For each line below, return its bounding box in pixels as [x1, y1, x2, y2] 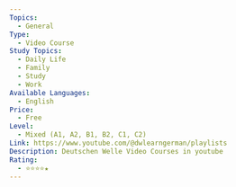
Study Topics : [9, 47, 63, 56]
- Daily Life [17, 55, 67, 64]
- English [17, 96, 54, 106]
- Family [17, 64, 50, 73]
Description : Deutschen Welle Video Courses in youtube [9, 147, 223, 156]
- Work [17, 80, 42, 89]
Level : [9, 122, 34, 131]
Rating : [9, 155, 39, 165]
